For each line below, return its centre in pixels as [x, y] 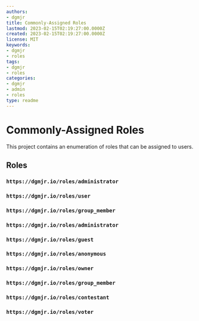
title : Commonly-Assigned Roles [46, 23]
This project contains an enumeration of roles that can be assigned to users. [100, 146]
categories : [21, 78]
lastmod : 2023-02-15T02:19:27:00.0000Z [56, 28]
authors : [17, 12]
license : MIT [22, 39]
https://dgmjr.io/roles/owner [50, 268]
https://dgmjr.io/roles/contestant [58, 298]
